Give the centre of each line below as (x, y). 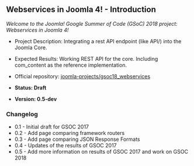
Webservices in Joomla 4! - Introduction (81, 10)
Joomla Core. (31, 47)
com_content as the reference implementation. (71, 65)
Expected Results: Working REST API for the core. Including (86, 58)
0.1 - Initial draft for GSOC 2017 (52, 127)
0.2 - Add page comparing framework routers (70, 133)
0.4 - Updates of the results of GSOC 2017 (65, 146)
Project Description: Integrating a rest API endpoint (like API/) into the (98, 41)
